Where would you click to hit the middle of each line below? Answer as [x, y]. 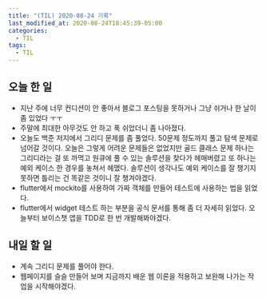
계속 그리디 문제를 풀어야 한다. [67, 266]
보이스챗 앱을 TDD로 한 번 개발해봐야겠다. [106, 217]
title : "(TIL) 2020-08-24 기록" [61, 16]
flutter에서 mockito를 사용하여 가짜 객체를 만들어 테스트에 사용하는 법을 [131, 188]
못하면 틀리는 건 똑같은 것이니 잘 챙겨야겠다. [88, 177]
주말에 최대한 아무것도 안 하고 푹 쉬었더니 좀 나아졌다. [103, 128]
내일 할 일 [30, 246]
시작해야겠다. [55, 286]
